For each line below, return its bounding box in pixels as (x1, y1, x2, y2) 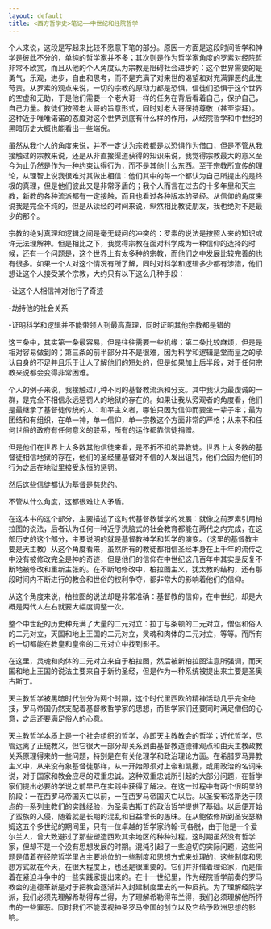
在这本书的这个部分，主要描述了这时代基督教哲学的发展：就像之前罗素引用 (8, 513, 256, 523)
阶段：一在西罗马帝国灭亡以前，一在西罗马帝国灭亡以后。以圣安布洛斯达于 (8, 791, 256, 801)
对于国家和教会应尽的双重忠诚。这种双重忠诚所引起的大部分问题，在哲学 (22, 771, 263, 780)
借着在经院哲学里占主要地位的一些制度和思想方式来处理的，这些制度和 (22, 852, 256, 861)
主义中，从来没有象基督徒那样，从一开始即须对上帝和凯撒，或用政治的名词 (8, 760, 256, 771)
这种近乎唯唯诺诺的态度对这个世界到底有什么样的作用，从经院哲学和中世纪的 (8, 113, 263, 123)
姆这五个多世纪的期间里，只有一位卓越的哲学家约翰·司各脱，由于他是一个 (8, 821, 252, 831)
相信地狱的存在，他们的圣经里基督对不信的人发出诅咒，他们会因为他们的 (22, 452, 263, 462)
